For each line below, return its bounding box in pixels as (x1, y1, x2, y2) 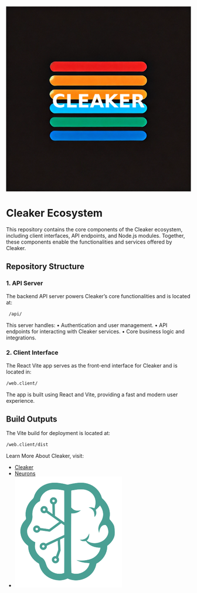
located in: (6, 368, 32, 375)
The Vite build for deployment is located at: (6, 430, 110, 437)
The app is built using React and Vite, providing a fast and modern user (6, 391, 178, 398)
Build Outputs (6, 415, 57, 424)
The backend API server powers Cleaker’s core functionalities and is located (6, 292, 191, 299)
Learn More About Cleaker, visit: (6, 453, 84, 460)
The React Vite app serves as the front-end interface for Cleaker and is (6, 362, 178, 369)
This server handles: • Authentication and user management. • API (6, 321, 168, 329)
